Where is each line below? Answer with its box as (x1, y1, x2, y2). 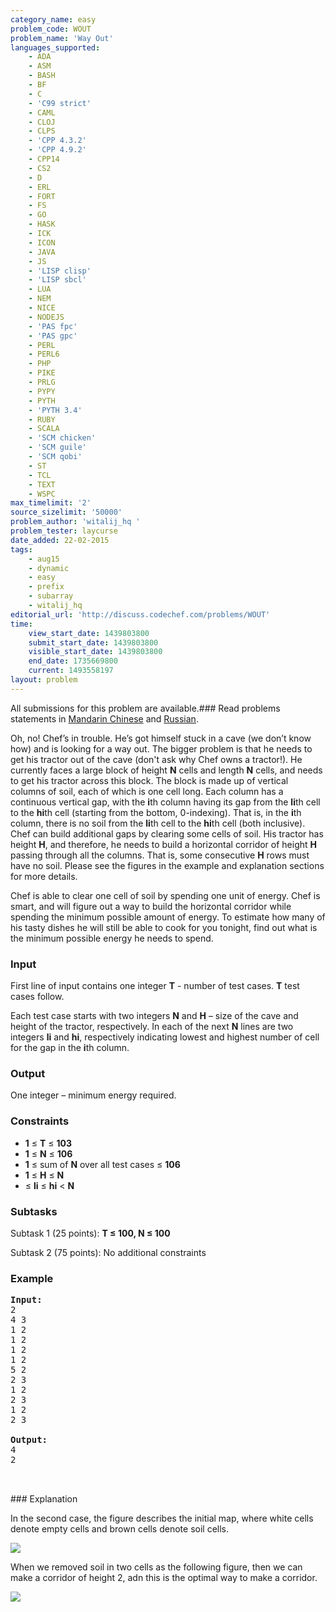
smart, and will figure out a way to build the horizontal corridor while (10, 900, 292, 912)
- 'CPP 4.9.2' (28, 145, 87, 155)
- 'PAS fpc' (28, 321, 78, 331)
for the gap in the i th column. (10, 1042, 130, 1054)
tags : (10, 544, 33, 555)
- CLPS (28, 126, 56, 136)
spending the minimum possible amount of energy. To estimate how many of (10, 911, 326, 923)
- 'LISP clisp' (28, 266, 92, 276)
